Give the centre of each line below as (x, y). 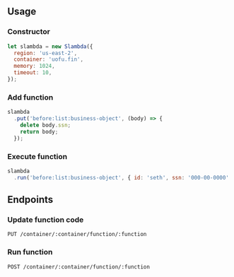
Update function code (46, 220)
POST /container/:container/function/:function (79, 267)
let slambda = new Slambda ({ (50, 46)
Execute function (37, 156)
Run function (30, 252)
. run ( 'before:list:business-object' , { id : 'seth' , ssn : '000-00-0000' (122, 177)
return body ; (39, 131)
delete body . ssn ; (46, 125)
